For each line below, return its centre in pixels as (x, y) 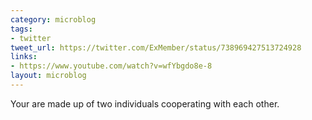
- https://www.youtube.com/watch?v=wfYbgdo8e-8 (111, 66)
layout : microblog (48, 76)
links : (24, 57)
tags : (21, 29)
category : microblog (53, 19)
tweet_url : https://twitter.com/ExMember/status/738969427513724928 (156, 47)
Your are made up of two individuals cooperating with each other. (145, 103)
